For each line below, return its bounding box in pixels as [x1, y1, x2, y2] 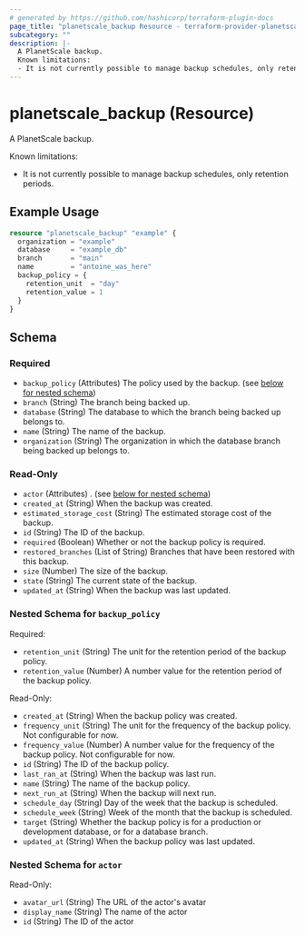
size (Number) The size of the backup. [22, 565, 169, 577]
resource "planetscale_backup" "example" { [9, 228, 177, 237]
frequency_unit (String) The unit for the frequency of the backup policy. [22, 720, 292, 731]
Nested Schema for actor [9, 858, 123, 871]
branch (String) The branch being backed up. [22, 397, 191, 408]
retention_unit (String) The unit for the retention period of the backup [22, 646, 287, 657]
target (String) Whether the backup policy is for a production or [22, 816, 261, 827]
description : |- [9, 38, 71, 48]
